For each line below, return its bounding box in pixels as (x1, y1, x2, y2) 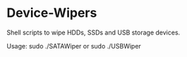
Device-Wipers (6, 5, 97, 21)
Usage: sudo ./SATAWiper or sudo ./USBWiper (6, 42, 142, 50)
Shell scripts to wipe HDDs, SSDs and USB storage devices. (6, 28, 181, 37)
